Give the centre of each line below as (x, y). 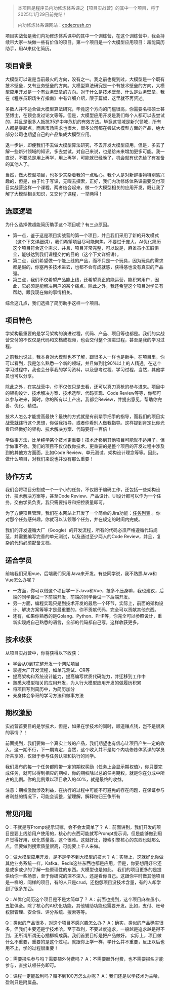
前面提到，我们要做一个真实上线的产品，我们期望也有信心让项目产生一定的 (83, 743)
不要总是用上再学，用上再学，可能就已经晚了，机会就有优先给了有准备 (92, 158)
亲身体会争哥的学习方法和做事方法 (48, 695)
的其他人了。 (18, 164)
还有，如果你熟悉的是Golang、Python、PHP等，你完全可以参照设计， (85, 616)
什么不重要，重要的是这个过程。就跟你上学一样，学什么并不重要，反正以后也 (85, 941)
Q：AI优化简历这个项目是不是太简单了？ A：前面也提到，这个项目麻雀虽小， (84, 899)
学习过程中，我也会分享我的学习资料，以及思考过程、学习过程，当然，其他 (83, 370)
